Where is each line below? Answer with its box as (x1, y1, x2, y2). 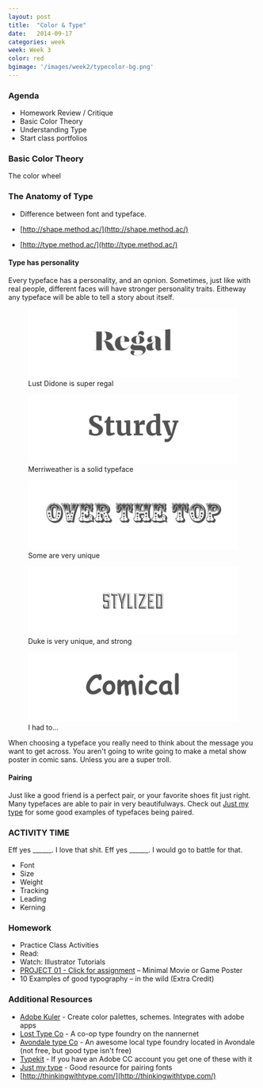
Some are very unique (28, 550, 101, 560)
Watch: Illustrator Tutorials (19, 957, 105, 967)
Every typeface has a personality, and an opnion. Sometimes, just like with (8, 275, 251, 285)
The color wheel (8, 171, 62, 181)
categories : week (8, 38, 66, 46)
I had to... (28, 722, 59, 732)
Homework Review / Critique (19, 108, 113, 118)
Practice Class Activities (19, 941, 99, 950)
